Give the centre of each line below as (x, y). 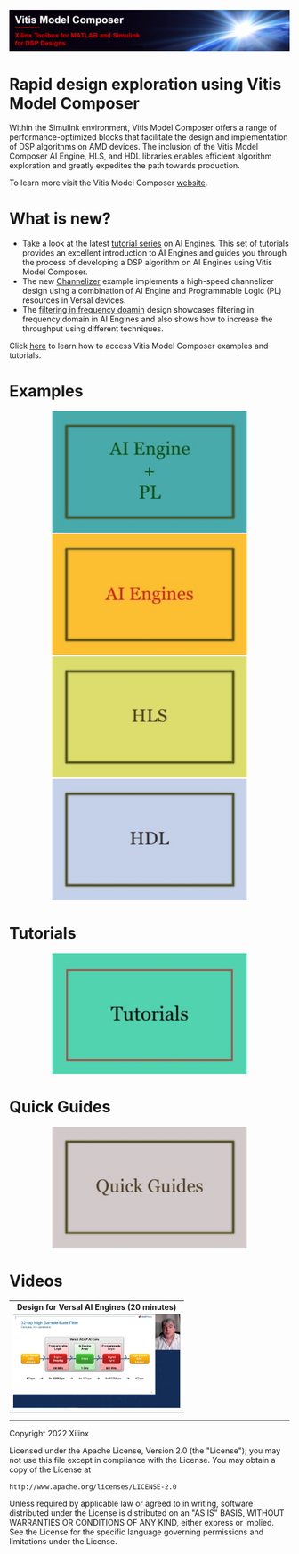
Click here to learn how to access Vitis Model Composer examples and (139, 346)
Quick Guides (60, 1107)
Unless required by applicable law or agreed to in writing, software (131, 1503)
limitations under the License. (63, 1541)
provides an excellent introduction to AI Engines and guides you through (154, 253)
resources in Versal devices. (74, 300)
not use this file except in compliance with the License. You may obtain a (142, 1460)
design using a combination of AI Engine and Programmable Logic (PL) (152, 291)
